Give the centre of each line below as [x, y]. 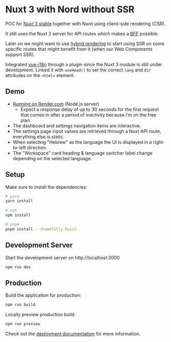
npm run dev [18, 267]
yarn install [19, 201]
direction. [37, 147]
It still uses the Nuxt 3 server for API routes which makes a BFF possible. [82, 33]
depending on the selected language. [52, 158]
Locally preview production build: [41, 315]
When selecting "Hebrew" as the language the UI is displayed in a [82, 142]
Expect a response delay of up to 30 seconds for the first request [90, 109]
